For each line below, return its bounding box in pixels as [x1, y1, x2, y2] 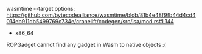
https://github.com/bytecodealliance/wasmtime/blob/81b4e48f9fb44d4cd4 [6, 11, 196, 19]
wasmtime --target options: [6, 5, 75, 12]
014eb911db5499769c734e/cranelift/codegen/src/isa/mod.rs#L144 [6, 18, 175, 25]
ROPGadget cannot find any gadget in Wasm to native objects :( [6, 41, 166, 48]
